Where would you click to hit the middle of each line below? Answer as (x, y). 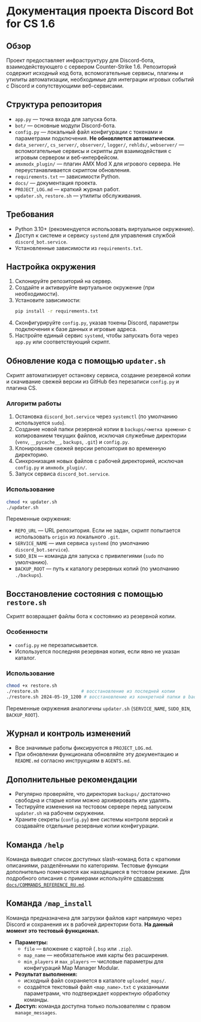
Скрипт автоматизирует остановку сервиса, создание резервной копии (98, 375)
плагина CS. (22, 388)
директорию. (32, 455)
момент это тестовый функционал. (53, 930)
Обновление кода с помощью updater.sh (86, 361)
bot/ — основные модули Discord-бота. (66, 125)
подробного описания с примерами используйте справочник (85, 878)
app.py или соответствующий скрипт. (63, 342)
